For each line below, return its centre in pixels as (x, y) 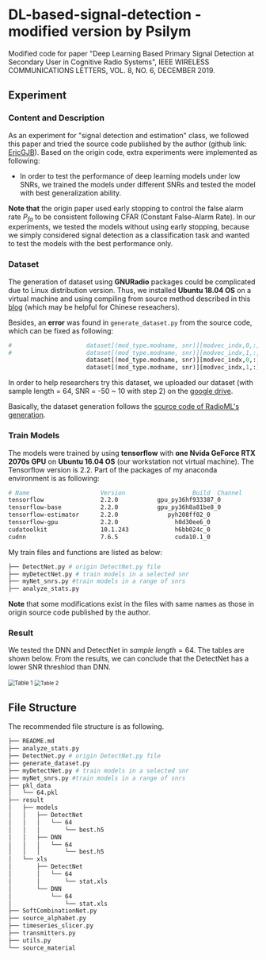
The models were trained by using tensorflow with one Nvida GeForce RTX (132, 453)
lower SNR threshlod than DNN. (59, 667)
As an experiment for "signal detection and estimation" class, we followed (129, 135)
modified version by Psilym (100, 31)
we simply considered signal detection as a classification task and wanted (129, 235)
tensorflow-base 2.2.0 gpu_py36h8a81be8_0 (115, 507)
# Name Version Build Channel (125, 493)
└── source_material (42, 948)
